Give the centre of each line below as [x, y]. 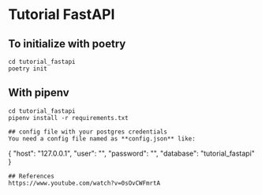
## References [32, 176]
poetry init [28, 69]
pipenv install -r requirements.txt [68, 118]
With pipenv [39, 93]
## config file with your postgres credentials [88, 132]
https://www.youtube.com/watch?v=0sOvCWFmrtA [84, 183]
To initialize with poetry [67, 44]
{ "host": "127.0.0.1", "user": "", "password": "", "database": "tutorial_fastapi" [131, 153]
